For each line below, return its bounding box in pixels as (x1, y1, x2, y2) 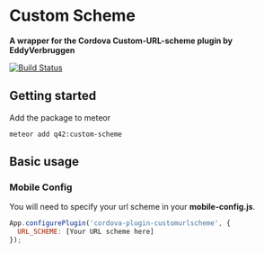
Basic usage (9, 154, 79, 169)
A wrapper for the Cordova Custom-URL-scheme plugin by (9, 35, 233, 46)
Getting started (9, 88, 97, 104)
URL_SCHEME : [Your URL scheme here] (17, 227, 154, 237)
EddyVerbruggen (9, 44, 75, 55)
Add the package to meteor (9, 112, 110, 122)
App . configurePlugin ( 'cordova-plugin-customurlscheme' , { (9, 219, 231, 228)
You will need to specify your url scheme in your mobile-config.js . (9, 202, 256, 212)
